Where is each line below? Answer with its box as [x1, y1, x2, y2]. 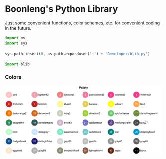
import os [5, 35, 26, 40]
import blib [5, 62, 30, 67]
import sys [5, 41, 28, 46]
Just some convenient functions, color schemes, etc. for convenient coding [5, 20, 160, 26]
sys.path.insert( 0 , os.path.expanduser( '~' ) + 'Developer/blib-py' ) [5, 51, 150, 56]
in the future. [5, 25, 32, 31]
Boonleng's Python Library [5, 3, 118, 15]
